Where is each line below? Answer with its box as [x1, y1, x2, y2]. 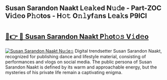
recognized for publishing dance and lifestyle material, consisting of [5, 54, 146, 59]
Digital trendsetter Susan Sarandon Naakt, [74, 48, 162, 54]
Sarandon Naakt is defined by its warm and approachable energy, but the [5, 64, 157, 70]
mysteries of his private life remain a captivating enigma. [5, 70, 123, 75]
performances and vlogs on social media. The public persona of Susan [5, 59, 152, 65]
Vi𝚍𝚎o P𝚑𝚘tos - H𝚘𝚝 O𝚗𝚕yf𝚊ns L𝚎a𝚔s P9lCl [5, 12, 147, 20]
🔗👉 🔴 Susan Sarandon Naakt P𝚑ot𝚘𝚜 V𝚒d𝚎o [5, 32, 149, 41]
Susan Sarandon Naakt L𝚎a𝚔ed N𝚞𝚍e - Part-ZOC [5, 4, 162, 12]
